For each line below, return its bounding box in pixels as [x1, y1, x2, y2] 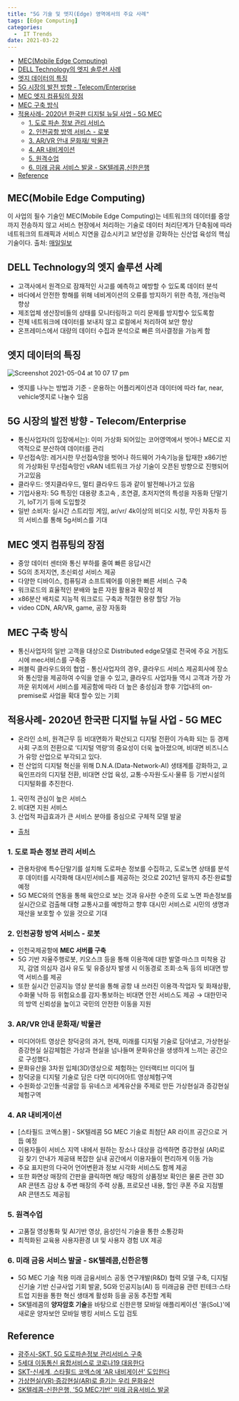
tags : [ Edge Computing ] [7, 17, 78, 24]
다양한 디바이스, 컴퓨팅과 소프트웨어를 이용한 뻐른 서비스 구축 [17, 577, 188, 585]
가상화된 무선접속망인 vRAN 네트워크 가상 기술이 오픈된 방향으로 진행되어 [25, 462, 229, 471]
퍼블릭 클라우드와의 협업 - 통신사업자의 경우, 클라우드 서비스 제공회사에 [17, 664, 215, 673]
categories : [7, 24, 43, 31]
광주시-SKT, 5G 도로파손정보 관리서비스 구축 [17, 1350, 143, 1358]
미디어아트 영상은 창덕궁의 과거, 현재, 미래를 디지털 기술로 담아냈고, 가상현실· [17, 1036, 231, 1046]
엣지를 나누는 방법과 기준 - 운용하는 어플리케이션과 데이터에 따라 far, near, [17, 383, 224, 392]
